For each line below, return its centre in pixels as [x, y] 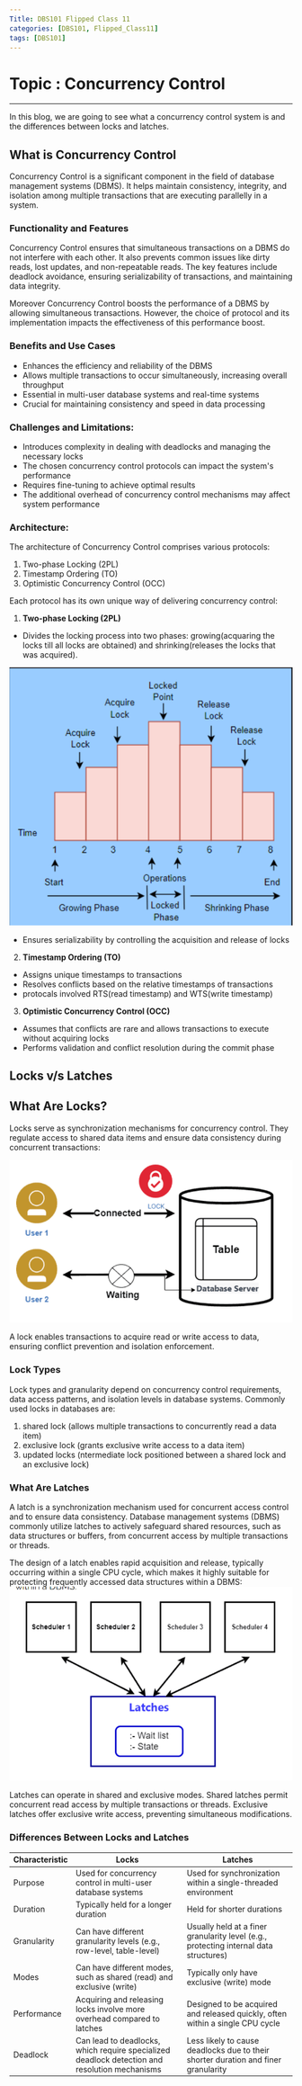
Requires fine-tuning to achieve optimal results [109, 485]
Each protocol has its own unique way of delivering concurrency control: [144, 601]
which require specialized [123, 2050]
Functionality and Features [69, 228]
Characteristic [40, 1860]
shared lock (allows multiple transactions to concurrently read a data [149, 1426]
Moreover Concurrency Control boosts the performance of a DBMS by [139, 304]
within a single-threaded [232, 1882]
